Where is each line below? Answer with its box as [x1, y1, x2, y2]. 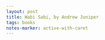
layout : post [6, 8, 38, 15]
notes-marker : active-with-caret [6, 25, 88, 31]
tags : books [6, 19, 35, 25]
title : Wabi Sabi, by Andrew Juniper [6, 14, 99, 20]
